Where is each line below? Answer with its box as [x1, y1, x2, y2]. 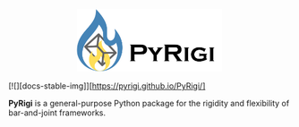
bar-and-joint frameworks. [8, 107, 107, 118]
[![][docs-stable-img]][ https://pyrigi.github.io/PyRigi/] [8, 80, 206, 91]
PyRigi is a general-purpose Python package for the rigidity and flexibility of [8, 98, 290, 109]
